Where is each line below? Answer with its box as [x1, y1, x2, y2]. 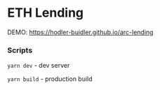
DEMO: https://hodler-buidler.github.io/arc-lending [7, 28, 154, 36]
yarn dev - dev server [7, 61, 70, 70]
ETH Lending [7, 5, 84, 21]
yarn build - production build [7, 75, 93, 83]
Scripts [7, 45, 33, 55]
